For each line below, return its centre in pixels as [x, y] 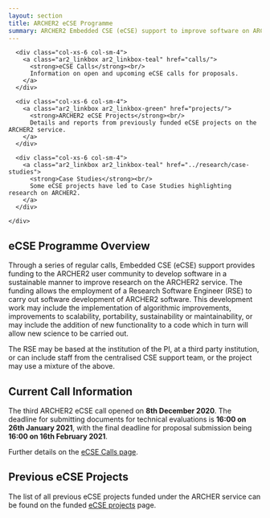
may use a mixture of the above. [61, 366]
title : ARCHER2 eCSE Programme [61, 23]
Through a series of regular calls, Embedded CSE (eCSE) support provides [132, 265]
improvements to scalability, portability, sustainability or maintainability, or [131, 316]
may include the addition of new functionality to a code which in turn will [129, 325]
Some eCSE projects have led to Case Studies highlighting [130, 186]
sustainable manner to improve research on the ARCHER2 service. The [125, 283]
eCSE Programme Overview [79, 246]
